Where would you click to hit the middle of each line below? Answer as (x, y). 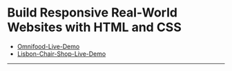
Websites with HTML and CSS (94, 27)
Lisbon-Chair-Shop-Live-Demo (61, 54)
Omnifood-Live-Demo (48, 46)
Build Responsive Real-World (93, 13)
